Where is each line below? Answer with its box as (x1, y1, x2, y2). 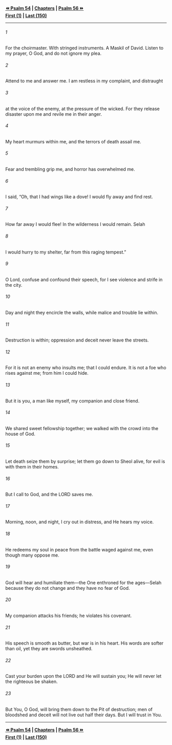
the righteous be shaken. (5, 678, 58, 685)
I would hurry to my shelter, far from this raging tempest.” (5, 249, 126, 255)
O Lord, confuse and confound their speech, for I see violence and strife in (5, 276, 163, 283)
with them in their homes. (5, 464, 59, 470)
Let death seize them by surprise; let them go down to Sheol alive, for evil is (5, 458, 165, 464)
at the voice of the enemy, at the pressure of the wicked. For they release (5, 105, 160, 112)
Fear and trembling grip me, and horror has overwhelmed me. (5, 166, 136, 173)
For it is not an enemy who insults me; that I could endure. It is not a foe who (5, 365, 166, 371)
